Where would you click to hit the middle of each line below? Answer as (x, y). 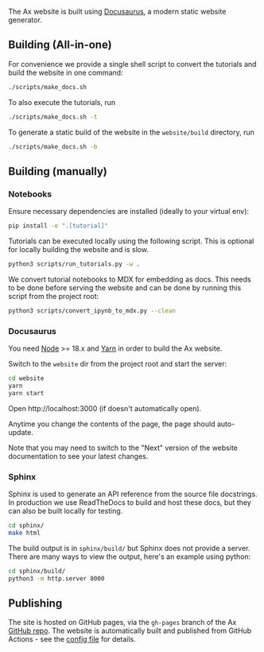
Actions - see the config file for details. (72, 639)
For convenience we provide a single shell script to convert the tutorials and (132, 64)
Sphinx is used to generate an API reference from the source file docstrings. (133, 494)
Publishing (35, 603)
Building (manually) (58, 171)
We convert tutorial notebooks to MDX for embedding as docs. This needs (130, 279)
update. (21, 432)
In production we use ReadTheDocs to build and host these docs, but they (130, 502)
